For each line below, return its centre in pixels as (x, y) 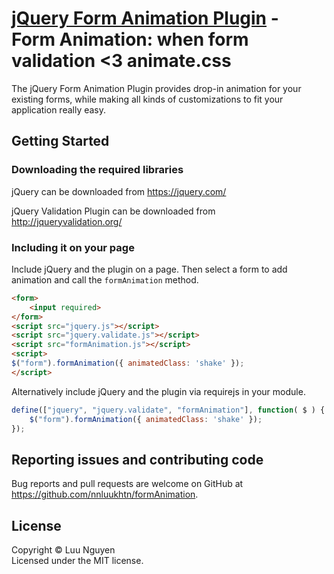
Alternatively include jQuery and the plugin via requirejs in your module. (158, 391)
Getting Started (60, 141)
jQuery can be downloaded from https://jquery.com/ (119, 191)
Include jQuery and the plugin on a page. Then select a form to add (149, 269)
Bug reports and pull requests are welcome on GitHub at (127, 484)
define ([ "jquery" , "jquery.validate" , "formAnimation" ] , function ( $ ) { (168, 410)
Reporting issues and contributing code (137, 459)
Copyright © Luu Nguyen (63, 550)
